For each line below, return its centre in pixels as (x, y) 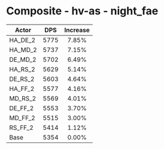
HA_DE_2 (22, 40)
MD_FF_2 (22, 118)
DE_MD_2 (23, 59)
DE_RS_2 (22, 79)
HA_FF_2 (22, 89)
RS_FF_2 (22, 127)
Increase (77, 30)
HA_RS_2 (22, 69)
